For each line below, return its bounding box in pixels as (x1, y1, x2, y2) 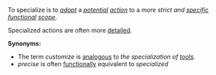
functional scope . (8, 13, 58, 21)
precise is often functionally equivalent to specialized (17, 60, 169, 67)
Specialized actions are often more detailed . (8, 27, 132, 34)
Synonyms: (8, 40, 42, 47)
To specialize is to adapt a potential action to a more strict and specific (8, 6, 209, 14)
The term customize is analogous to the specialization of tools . (17, 52, 196, 61)
